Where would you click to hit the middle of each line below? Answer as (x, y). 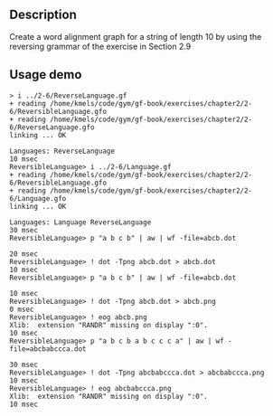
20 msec (24, 254)
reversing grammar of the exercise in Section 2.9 (100, 46)
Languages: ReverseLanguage (62, 151)
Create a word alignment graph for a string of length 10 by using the (136, 36)
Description (43, 15)
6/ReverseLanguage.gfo (52, 127)
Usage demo (46, 75)
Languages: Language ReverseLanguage (80, 222)
